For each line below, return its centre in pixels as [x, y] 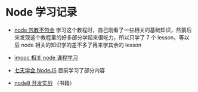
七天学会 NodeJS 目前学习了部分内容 [60, 70]
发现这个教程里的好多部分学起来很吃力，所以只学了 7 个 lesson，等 [102, 37]
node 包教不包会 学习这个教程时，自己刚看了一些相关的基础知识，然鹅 [100, 30]
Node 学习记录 [41, 12]
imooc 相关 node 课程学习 [46, 57]
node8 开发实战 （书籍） [44, 83]
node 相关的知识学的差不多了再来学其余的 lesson [81, 45]
